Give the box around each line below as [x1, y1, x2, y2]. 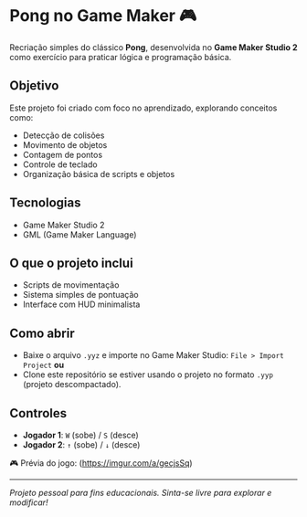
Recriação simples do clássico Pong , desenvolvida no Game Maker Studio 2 [9, 41, 298, 53]
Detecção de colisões [22, 130, 105, 141]
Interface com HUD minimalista [22, 299, 141, 310]
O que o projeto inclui [9, 255, 134, 270]
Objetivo [9, 78, 59, 94]
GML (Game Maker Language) [22, 228, 137, 240]
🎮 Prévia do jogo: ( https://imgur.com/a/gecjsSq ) [9, 458, 194, 469]
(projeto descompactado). [22, 379, 122, 390]
